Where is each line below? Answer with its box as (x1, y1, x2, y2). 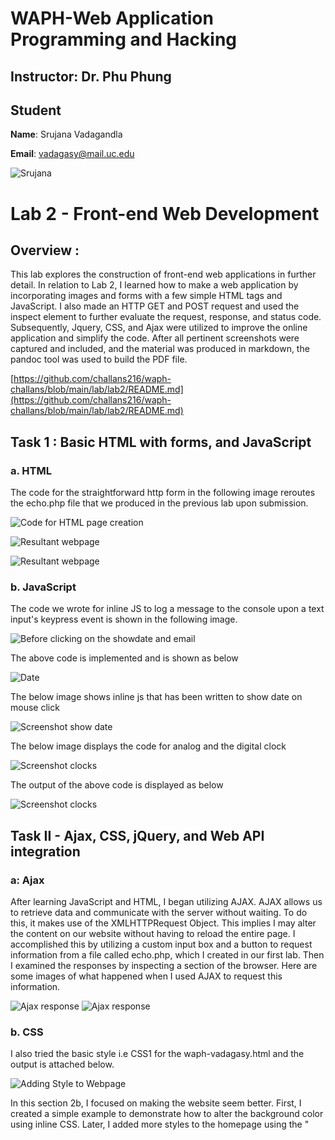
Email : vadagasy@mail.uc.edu (10, 148, 135, 160)
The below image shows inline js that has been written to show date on (10, 691, 303, 703)
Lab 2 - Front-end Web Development (10, 202, 320, 225)
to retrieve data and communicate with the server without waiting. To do (10, 907, 308, 919)
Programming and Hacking (10, 28, 238, 51)
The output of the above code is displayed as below (10, 779, 224, 791)
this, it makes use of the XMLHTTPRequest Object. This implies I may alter (10, 917, 317, 929)
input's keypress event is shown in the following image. (10, 613, 238, 626)
